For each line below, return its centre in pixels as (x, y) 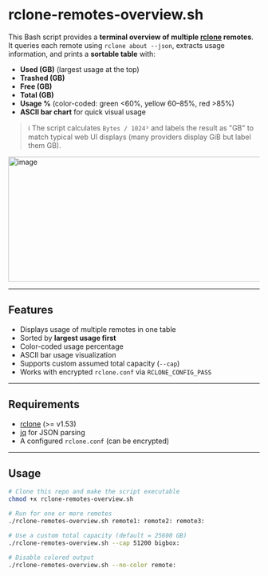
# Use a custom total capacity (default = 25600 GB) (98, 535)
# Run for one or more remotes (60, 514)
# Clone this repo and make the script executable (94, 492)
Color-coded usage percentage (71, 346)
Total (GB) (37, 94)
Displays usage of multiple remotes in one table (98, 329)
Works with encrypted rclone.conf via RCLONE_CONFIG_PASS (116, 372)
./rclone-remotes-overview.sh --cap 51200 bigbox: (94, 543)
